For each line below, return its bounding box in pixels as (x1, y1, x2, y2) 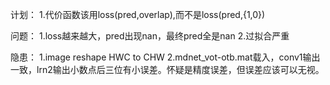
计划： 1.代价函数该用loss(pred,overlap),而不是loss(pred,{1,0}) (10, 9, 266, 20)
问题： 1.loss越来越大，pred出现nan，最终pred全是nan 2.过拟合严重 (10, 30, 290, 42)
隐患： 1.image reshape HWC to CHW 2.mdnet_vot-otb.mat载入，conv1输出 (10, 51, 321, 63)
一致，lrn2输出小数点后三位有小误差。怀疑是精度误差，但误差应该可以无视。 (10, 64, 325, 75)
